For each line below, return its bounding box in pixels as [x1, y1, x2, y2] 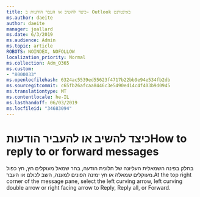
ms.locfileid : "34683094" [6, 105, 72, 112]
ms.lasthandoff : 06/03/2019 [6, 99, 78, 106]
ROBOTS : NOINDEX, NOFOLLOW [6, 49, 75, 55]
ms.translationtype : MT [6, 88, 67, 95]
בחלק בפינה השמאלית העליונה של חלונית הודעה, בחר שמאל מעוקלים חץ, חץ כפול [6, 165, 194, 172]
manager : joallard [6, 26, 53, 32]
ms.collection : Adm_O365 [6, 60, 70, 66]
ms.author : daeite [6, 15, 53, 21]
